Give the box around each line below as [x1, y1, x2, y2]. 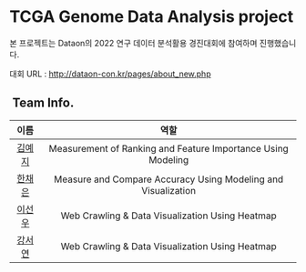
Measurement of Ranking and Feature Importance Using [48, 142, 289, 155]
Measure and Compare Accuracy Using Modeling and [54, 173, 284, 186]
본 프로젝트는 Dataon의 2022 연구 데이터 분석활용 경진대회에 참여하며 [9, 37, 258, 48]
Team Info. [12, 96, 75, 111]
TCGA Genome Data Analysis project [9, 6, 294, 27]
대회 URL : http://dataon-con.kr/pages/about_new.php [9, 68, 211, 79]
